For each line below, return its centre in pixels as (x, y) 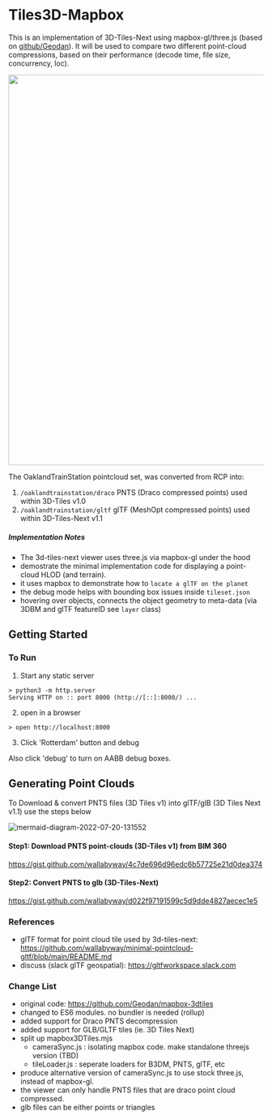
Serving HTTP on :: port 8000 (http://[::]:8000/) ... (103, 697)
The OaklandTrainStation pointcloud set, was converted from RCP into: (126, 476)
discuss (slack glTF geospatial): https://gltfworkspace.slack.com (128, 965)
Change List (32, 986)
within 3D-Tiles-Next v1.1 (61, 518)
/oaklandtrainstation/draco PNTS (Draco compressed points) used (134, 492)
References (32, 921)
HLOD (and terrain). (74, 575)
